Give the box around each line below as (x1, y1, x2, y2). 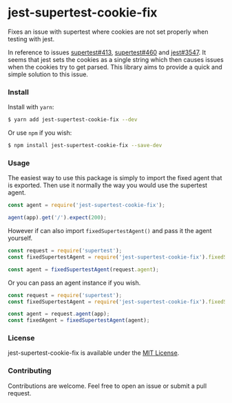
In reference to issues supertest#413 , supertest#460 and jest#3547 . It (8, 48, 207, 56)
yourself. (8, 234, 33, 242)
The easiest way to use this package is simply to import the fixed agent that (8, 174, 222, 182)
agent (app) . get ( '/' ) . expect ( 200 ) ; (8, 215, 107, 221)
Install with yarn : (8, 103, 54, 111)
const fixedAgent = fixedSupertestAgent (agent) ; (8, 317, 150, 324)
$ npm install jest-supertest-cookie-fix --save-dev (8, 142, 162, 149)
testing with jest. (8, 34, 54, 43)
